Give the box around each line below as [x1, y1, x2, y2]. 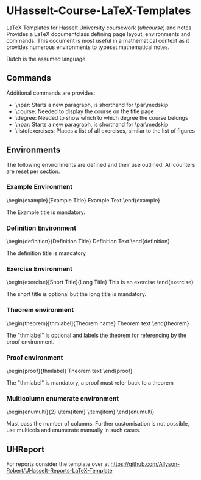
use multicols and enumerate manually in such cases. [6, 426, 141, 434]
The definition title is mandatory [6, 249, 86, 257]
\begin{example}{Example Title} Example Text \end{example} [6, 196, 160, 204]
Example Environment [6, 183, 73, 191]
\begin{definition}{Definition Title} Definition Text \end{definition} [6, 238, 171, 245]
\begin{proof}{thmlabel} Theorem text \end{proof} [6, 367, 133, 375]
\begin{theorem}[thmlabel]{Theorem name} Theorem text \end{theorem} [6, 319, 189, 327]
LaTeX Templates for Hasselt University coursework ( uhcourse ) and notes [6, 24, 192, 31]
